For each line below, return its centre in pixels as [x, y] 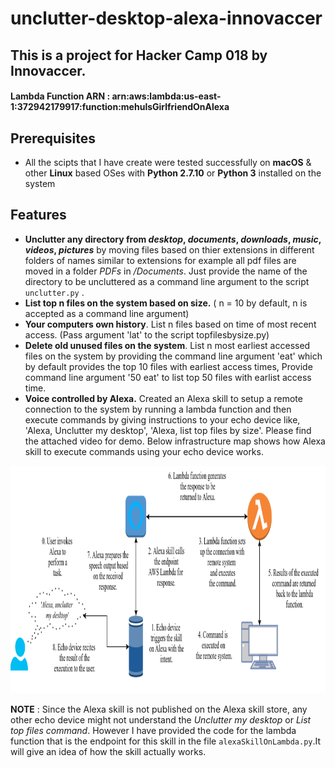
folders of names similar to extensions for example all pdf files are [160, 260]
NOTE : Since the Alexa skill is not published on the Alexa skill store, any [159, 709]
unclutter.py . [54, 292]
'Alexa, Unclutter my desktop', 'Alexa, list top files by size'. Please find [168, 430]
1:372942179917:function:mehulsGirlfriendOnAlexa [120, 107]
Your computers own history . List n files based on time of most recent [170, 324]
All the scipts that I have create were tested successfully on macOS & [168, 162]
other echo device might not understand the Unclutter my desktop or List [161, 719]
